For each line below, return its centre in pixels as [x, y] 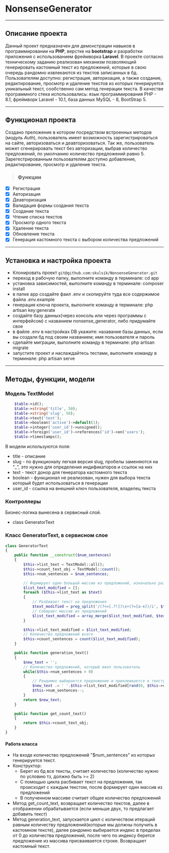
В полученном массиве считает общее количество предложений [90, 798]
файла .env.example [33, 300]
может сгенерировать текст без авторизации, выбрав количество [76, 148]
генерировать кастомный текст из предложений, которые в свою [76, 67]
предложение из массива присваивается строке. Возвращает [79, 841]
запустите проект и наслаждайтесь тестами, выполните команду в [84, 353]
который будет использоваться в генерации [60, 483]
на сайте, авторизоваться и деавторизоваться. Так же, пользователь [80, 143]
